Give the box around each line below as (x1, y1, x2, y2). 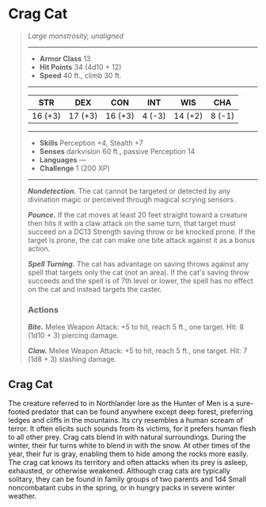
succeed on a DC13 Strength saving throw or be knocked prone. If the (27, 227, 256, 236)
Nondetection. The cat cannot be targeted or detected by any (27, 186, 231, 195)
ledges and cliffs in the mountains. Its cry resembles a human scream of (8, 416, 244, 425)
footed (8, 407, 30, 417)
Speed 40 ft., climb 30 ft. (39, 71, 122, 80)
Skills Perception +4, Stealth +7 (39, 138, 144, 148)
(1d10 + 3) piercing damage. (27, 331, 120, 340)
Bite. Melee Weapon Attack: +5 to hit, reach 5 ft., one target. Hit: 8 (27, 322, 244, 332)
